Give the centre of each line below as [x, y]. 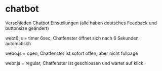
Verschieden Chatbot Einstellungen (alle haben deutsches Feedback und [81, 23]
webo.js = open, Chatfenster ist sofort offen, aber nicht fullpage [72, 53]
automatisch [18, 43]
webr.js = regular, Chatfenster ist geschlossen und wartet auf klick [74, 63]
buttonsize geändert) [27, 28]
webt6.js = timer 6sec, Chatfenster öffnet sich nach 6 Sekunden [72, 38]
